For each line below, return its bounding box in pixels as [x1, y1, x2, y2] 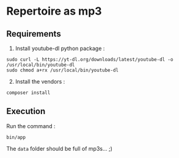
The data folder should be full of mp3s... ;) [6, 145, 113, 152]
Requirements [6, 29, 61, 39]
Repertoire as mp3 [6, 4, 102, 18]
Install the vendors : [15, 78, 65, 85]
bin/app [6, 134, 26, 140]
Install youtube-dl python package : [15, 45, 105, 52]
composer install [6, 90, 51, 96]
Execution [6, 106, 46, 117]
